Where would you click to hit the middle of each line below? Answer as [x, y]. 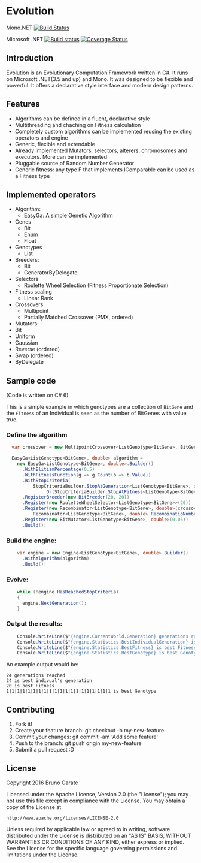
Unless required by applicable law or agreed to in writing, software [88, 829]
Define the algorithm [37, 435]
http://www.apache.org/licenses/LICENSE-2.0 [63, 818]
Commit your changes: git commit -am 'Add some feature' [86, 737]
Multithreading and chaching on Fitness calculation [78, 125]
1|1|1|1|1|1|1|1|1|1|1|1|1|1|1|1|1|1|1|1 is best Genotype [81, 691]
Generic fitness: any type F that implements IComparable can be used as [105, 170]
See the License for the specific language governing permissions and [92, 848]
